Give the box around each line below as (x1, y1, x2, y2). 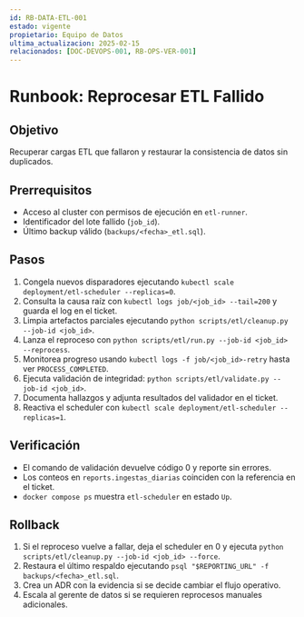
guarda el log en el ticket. (22, 305, 118, 316)
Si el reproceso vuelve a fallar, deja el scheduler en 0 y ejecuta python (22, 542, 284, 552)
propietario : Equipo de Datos (9, 30, 124, 39)
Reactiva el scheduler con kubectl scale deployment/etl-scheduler (22, 402, 277, 413)
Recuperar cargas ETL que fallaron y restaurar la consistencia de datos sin (9, 146, 289, 157)
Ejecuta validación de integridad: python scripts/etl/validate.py (22, 373, 270, 383)
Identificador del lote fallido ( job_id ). (22, 215, 161, 227)
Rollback (9, 517, 60, 532)
